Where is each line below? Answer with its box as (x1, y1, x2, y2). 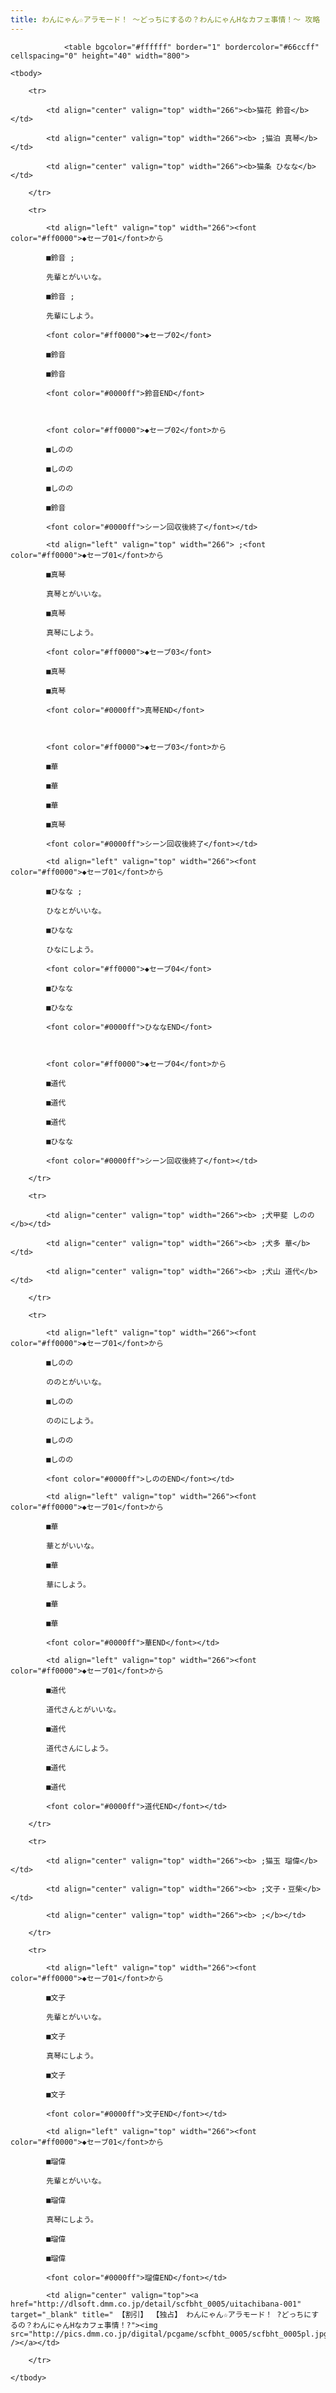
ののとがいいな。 (46, 1377, 107, 1387)
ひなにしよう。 (46, 944, 98, 955)
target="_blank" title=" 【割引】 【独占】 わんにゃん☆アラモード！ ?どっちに (10, 2309, 312, 2320)
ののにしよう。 (46, 1416, 98, 1426)
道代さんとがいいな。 (46, 1704, 122, 1715)
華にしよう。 (46, 1579, 91, 1590)
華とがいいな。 (46, 1541, 99, 1551)
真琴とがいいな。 (46, 589, 107, 599)
